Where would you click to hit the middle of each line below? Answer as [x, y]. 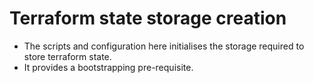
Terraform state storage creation [148, 18]
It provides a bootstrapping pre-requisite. [108, 67]
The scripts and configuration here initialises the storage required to [164, 46]
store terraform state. [67, 56]
